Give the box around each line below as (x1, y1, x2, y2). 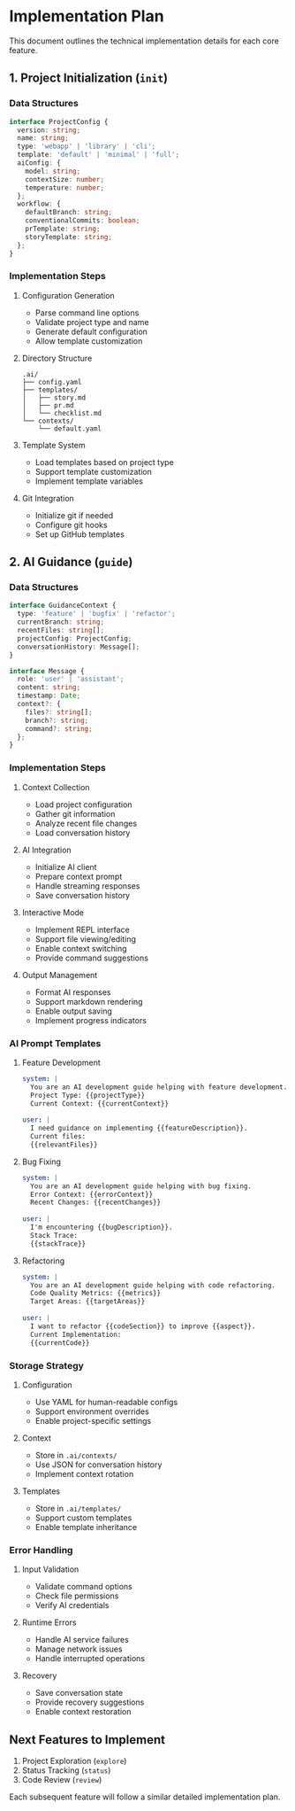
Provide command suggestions (34, 952, 148, 963)
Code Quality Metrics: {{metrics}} (30, 1289, 162, 1298)
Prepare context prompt (34, 871, 123, 882)
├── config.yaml (21, 377, 82, 386)
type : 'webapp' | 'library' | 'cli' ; (17, 142, 156, 152)
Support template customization (34, 466, 153, 477)
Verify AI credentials (34, 1600, 110, 1611)
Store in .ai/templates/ (34, 1503, 122, 1513)
